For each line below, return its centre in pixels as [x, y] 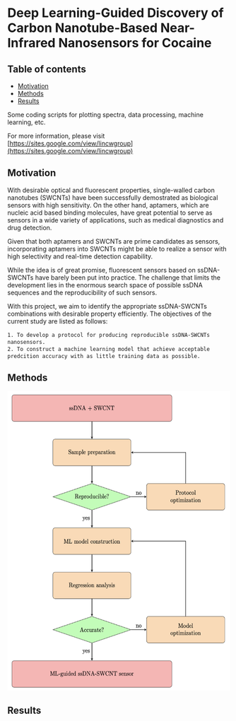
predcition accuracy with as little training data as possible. [104, 356]
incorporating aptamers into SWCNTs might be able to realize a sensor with [117, 249]
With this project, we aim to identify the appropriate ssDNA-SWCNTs [107, 306]
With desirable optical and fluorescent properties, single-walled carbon [111, 190]
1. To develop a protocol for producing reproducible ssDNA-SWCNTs [109, 335]
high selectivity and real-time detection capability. [80, 256]
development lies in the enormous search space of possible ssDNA [105, 285]
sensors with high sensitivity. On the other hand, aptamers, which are [108, 205]
